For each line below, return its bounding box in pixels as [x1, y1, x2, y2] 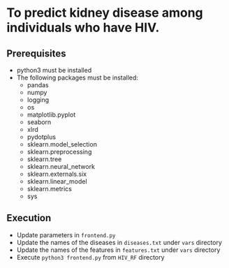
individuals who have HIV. [6, 20, 160, 36]
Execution [6, 212, 52, 224]
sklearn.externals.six [27, 170, 87, 178]
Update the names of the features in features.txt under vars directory [16, 246, 221, 254]
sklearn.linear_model [27, 177, 88, 186]
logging [27, 96, 50, 104]
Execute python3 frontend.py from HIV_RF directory [16, 253, 165, 261]
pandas [27, 81, 50, 89]
